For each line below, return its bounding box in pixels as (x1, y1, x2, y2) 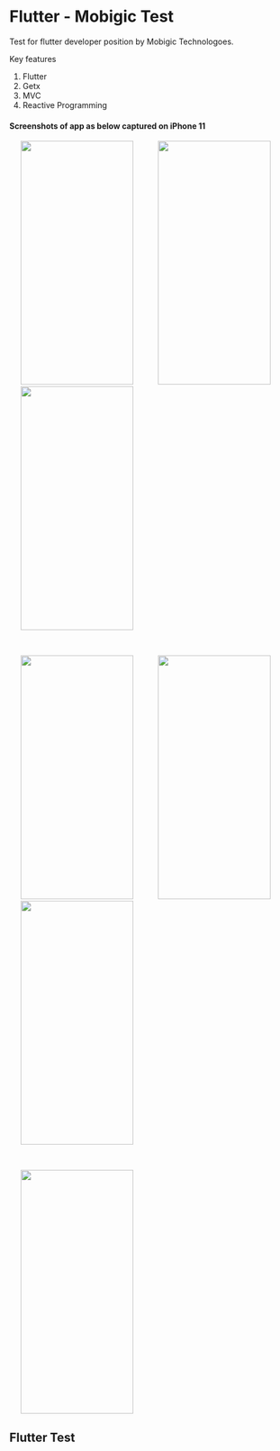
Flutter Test (9, 1429, 76, 1445)
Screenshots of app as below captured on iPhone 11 (9, 120, 206, 131)
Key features (9, 53, 57, 64)
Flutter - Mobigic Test (9, 6, 174, 27)
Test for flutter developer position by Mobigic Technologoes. (9, 36, 234, 47)
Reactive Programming (22, 99, 108, 110)
